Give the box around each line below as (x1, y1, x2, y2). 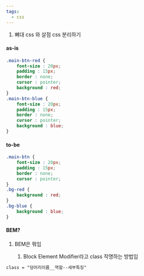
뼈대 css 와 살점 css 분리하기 (14, 30, 81, 38)
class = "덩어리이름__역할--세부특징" (6, 264, 87, 270)
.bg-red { (6, 187, 30, 193)
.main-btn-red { (6, 57, 45, 63)
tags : (6, 8, 19, 15)
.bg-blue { (6, 203, 33, 209)
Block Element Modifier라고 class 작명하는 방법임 (23, 253, 139, 260)
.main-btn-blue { (6, 96, 48, 101)
